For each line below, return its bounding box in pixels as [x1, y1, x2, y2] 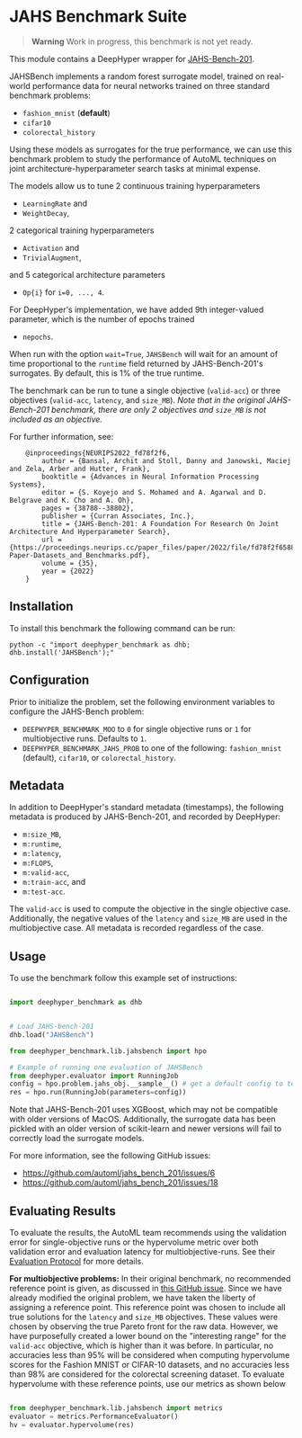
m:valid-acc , [22, 867, 70, 878]
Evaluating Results [9, 1203, 117, 1219]
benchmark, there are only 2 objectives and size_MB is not [50, 404, 267, 415]
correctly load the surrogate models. [9, 1133, 145, 1144]
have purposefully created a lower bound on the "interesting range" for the [9, 1331, 287, 1341]
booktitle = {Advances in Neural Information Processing [41, 472, 259, 481]
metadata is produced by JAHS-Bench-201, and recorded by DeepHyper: [9, 811, 281, 822]
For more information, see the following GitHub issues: [9, 1150, 211, 1161]
